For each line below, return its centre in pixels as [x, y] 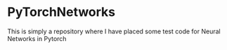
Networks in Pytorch [37, 38]
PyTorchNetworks [61, 12]
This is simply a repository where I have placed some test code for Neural [114, 31]
